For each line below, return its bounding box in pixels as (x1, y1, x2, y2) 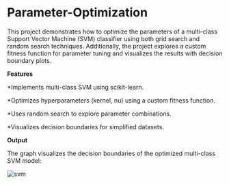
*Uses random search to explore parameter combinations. (7, 109, 172, 118)
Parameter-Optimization (7, 5, 148, 21)
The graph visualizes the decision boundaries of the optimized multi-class (7, 149, 216, 157)
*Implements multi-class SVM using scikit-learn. (7, 83, 144, 91)
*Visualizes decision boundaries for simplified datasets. (7, 122, 164, 131)
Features (7, 70, 33, 78)
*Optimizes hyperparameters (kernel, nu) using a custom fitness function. (7, 96, 216, 104)
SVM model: (7, 156, 42, 165)
